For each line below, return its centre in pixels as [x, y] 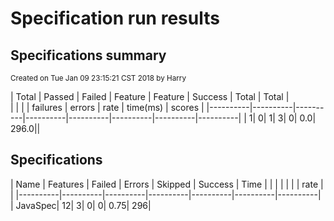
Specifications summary [88, 55]
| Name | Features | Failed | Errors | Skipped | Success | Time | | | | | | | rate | [167, 184]
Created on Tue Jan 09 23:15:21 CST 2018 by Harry [98, 78]
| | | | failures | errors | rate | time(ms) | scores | [107, 107]
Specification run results [115, 18]
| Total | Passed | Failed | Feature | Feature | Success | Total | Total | [150, 96]
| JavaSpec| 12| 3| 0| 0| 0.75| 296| [81, 205]
